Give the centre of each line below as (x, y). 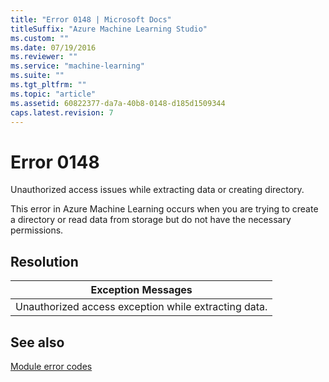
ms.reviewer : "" (44, 57)
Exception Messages (141, 290)
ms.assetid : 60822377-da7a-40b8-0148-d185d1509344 (118, 103)
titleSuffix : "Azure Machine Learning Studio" (109, 29)
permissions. (37, 230)
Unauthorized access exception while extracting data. (141, 307)
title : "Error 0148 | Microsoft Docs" (91, 19)
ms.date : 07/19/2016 (53, 47)
